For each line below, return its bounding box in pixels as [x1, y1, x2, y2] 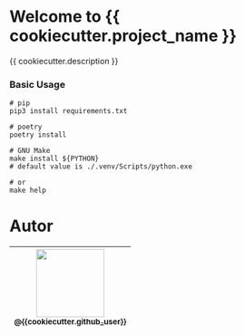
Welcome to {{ [9, 6, 121, 27]
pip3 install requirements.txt [9, 107, 128, 116]
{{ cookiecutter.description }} [9, 55, 119, 66]
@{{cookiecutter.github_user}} [14, 317, 127, 327]
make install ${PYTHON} [9, 154, 100, 164]
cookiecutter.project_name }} [9, 25, 238, 46]
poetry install [9, 130, 67, 139]
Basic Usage [9, 78, 66, 91]
